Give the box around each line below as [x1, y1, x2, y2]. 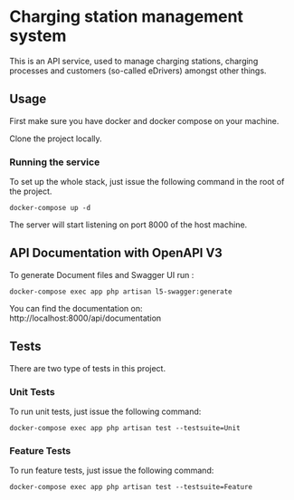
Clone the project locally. [9, 133, 102, 144]
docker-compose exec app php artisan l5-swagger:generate [9, 287, 232, 296]
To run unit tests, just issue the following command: [9, 406, 202, 417]
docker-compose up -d [9, 204, 91, 213]
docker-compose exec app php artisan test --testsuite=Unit [9, 423, 242, 432]
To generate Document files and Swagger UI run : [9, 269, 194, 280]
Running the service [9, 156, 100, 168]
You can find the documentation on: [9, 303, 143, 313]
